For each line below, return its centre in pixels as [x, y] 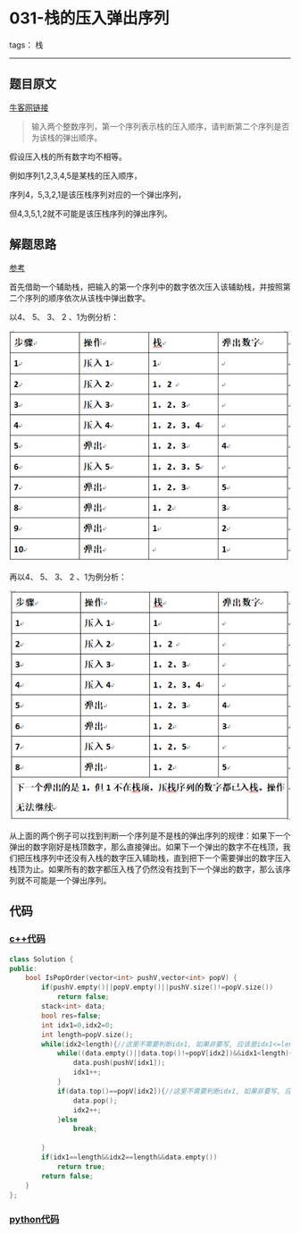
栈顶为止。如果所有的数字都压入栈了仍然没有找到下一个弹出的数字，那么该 [146, 869]
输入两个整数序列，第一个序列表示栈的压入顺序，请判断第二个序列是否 [160, 126]
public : [24, 968]
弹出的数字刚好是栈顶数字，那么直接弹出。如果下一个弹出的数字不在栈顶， [146, 847]
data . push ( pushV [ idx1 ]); [119, 1063]
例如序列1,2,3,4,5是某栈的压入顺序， [76, 175]
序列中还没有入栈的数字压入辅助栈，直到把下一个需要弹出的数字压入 [165, 858]
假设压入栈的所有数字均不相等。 [68, 156]
